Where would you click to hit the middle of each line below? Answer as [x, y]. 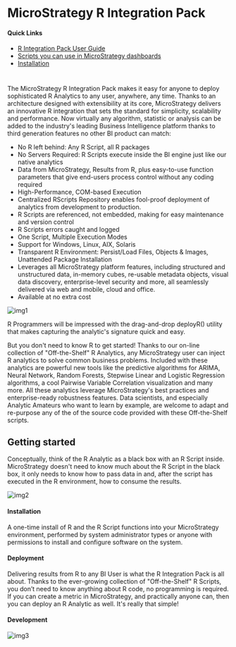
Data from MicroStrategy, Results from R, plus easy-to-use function [115, 169]
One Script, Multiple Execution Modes [73, 237]
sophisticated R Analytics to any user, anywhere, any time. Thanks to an [112, 96]
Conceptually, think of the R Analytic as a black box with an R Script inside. [116, 459]
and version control [45, 222]
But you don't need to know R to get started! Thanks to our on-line [104, 345]
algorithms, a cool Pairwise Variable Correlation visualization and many [110, 383]
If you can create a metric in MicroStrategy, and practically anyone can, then [118, 596]
